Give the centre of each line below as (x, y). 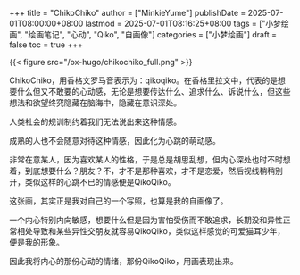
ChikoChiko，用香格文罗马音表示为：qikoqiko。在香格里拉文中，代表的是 (144, 80)
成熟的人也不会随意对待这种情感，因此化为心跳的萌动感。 (115, 141)
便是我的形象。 (37, 242)
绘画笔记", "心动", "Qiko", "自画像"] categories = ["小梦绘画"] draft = (153, 34)
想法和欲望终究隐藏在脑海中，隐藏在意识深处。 (95, 103)
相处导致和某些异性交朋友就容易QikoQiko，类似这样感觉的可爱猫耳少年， (151, 231)
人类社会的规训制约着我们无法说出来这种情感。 (95, 121)
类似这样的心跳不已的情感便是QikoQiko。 (100, 182)
